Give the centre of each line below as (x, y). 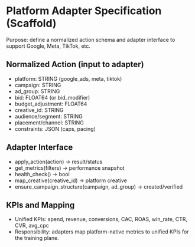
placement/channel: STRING (49, 123)
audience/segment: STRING (48, 116)
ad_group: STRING (37, 91)
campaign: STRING (38, 85)
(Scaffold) (31, 23)
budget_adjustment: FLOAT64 (51, 104)
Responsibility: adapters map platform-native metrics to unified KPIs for (102, 232)
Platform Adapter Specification (84, 11)
